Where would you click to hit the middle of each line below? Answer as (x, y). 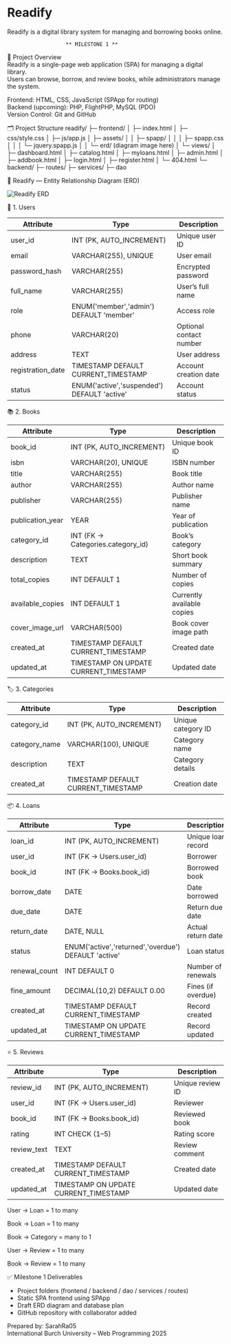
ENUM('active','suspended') (118, 385)
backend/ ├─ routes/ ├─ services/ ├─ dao (67, 167)
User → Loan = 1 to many (43, 1210)
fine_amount (31, 990)
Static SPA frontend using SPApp (64, 1298)
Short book (190, 555)
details (185, 768)
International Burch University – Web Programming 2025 (87, 1333)
